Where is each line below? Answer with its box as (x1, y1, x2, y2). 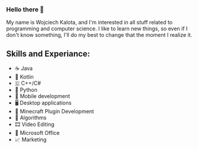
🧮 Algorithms (14, 114, 47, 121)
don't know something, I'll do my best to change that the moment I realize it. (6, 31, 193, 39)
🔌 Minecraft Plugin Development (14, 108, 94, 115)
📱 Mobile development (14, 93, 70, 100)
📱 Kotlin (14, 74, 34, 81)
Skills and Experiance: (6, 49, 90, 59)
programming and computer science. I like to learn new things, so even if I (6, 25, 188, 32)
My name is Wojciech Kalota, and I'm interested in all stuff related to (6, 19, 173, 26)
